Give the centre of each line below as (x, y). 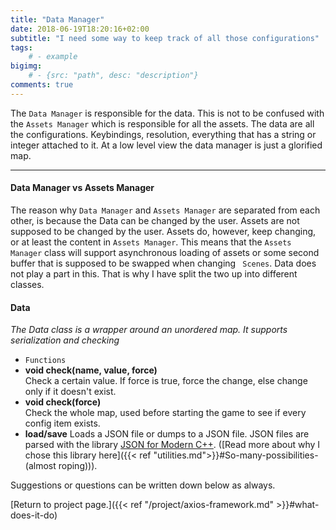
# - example (53, 57)
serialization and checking (65, 340)
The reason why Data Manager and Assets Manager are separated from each (165, 210)
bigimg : (26, 66)
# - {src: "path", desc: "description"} (113, 76)
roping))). (78, 466)
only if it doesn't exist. (70, 392)
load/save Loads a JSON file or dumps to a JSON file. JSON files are (167, 434)
